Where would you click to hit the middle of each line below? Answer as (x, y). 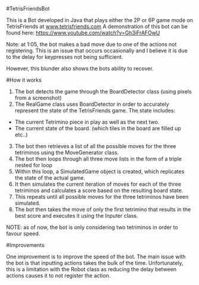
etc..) (21, 134)
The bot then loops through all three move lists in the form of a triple (98, 159)
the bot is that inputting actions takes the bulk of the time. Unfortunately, (95, 263)
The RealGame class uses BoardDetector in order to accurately (92, 104)
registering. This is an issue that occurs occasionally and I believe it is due (97, 51)
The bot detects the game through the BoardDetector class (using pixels (103, 91)
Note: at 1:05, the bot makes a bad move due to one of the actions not (91, 44)
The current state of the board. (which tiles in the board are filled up (98, 128)
